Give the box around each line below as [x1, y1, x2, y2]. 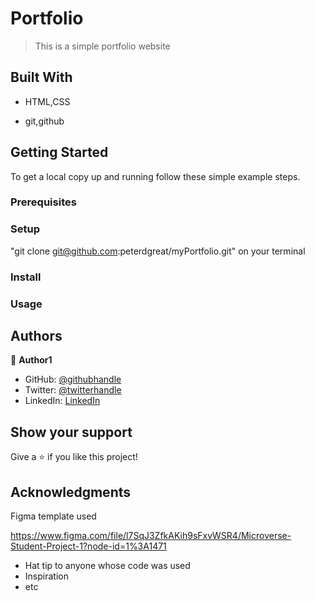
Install [10, 270, 42, 284]
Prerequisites [10, 195, 77, 209]
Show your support [10, 423, 133, 441]
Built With [10, 69, 73, 86]
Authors [10, 328, 63, 345]
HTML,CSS [24, 95, 71, 107]
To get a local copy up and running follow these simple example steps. [10, 170, 301, 182]
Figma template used [10, 510, 97, 522]
